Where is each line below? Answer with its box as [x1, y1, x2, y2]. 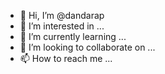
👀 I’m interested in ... [19, 20, 105, 32]
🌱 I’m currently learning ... [19, 31, 127, 42]
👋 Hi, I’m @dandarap [19, 10, 105, 21]
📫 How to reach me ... [19, 53, 113, 64]
